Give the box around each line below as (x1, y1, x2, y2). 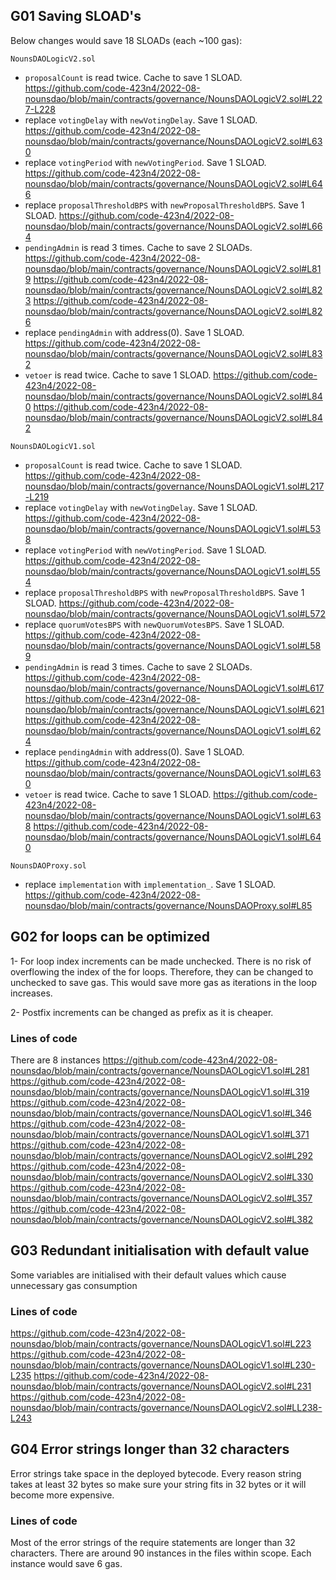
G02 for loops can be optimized (10, 929, 211, 946)
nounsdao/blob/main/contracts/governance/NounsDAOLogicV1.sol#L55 (24, 565, 321, 577)
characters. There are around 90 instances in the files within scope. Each (10, 1547, 312, 1559)
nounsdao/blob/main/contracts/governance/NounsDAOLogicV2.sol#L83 (24, 347, 323, 359)
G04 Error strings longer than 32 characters (10, 1441, 290, 1458)
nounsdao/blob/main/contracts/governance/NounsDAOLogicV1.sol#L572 (24, 607, 326, 619)
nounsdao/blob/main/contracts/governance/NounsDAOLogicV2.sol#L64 (24, 177, 323, 189)
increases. (10, 987, 53, 999)
